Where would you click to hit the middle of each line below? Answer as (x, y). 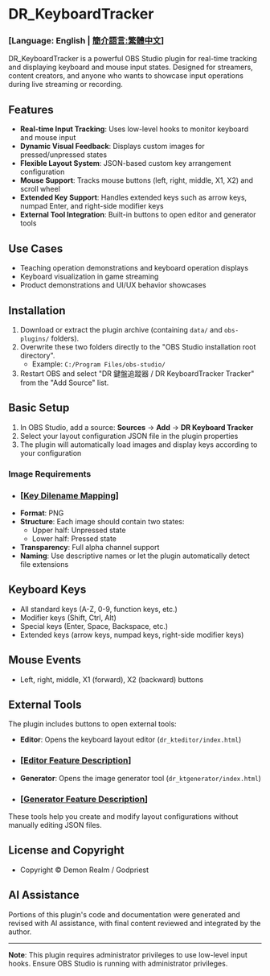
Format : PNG (42, 513)
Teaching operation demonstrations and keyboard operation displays (134, 268)
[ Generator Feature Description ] (84, 799)
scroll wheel (40, 189)
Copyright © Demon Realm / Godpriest (84, 870)
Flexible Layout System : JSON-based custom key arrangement (125, 163)
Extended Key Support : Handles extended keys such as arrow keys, (133, 197)
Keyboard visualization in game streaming (89, 277)
